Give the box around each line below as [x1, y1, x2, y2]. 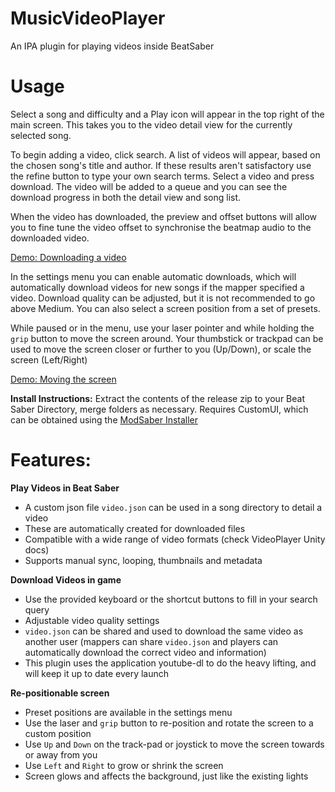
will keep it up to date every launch [24, 667, 170, 679]
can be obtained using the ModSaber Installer [10, 413, 199, 426]
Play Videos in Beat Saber [10, 482, 120, 494]
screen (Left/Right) [10, 353, 88, 366]
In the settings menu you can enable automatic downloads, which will [10, 270, 297, 282]
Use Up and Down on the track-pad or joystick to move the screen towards [24, 738, 325, 750]
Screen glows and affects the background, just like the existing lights [24, 770, 309, 782]
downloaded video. [10, 232, 90, 244]
